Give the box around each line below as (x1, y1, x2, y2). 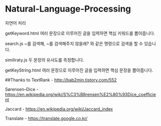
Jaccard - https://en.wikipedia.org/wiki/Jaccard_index (5, 106, 113, 112)
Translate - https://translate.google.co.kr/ (5, 115, 88, 121)
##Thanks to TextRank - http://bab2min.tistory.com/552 (5, 77, 117, 83)
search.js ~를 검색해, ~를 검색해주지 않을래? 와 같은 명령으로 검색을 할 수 (5, 40, 143, 47)
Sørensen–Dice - (5, 86, 39, 92)
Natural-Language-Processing (5, 3, 131, 15)
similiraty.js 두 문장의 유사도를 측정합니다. (5, 57, 84, 63)
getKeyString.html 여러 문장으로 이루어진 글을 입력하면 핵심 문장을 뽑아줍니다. (5, 67, 154, 73)
